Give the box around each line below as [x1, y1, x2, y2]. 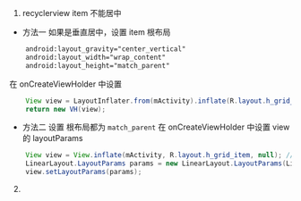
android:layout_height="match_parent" [25, 61, 170, 70]
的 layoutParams [21, 133, 83, 144]
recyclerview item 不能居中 [21, 8, 123, 18]
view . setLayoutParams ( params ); [25, 168, 142, 177]
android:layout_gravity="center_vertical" [25, 45, 186, 54]
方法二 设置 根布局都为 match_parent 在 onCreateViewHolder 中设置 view [21, 121, 290, 132]
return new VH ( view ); [25, 105, 106, 113]
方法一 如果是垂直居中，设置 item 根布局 [21, 27, 171, 38]
